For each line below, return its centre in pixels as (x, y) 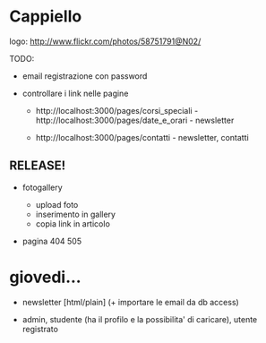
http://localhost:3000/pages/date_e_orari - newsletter (135, 120)
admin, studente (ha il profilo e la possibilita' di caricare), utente (140, 319)
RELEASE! (38, 166)
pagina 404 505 (52, 241)
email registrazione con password (85, 76)
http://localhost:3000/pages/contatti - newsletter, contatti (142, 137)
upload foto (57, 204)
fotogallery (42, 187)
